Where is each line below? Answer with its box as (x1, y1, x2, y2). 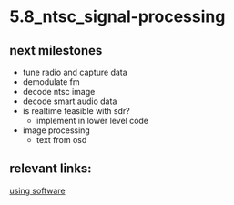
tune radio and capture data (22, 67, 127, 77)
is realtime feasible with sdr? (22, 106, 130, 116)
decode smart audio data (22, 96, 117, 107)
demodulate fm (22, 77, 80, 87)
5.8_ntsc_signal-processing (9, 6, 226, 27)
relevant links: (9, 161, 93, 177)
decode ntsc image (22, 87, 96, 97)
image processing (22, 125, 91, 136)
